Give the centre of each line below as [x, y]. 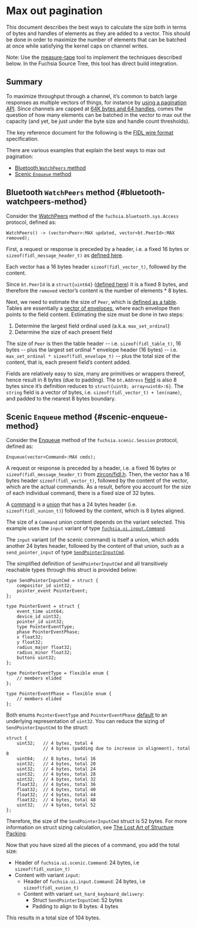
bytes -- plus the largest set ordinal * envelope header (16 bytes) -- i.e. [92, 349]
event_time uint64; [41, 612]
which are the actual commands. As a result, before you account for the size [98, 487]
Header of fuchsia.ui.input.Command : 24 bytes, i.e [84, 881]
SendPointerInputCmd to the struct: [47, 728]
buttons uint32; [37, 658]
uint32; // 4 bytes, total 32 [56, 779]
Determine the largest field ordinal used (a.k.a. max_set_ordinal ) [92, 326]
